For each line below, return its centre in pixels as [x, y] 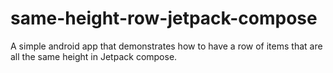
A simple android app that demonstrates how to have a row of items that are [166, 46]
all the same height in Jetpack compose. [94, 56]
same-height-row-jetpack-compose [164, 18]
